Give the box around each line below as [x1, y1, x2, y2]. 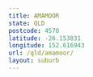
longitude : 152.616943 [8, 42, 85, 50]
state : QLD [8, 19, 45, 27]
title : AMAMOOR [8, 11, 60, 20]
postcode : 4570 [8, 26, 60, 34]
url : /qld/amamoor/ [8, 49, 74, 57]
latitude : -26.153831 [8, 34, 82, 43]
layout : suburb [8, 57, 60, 65]
